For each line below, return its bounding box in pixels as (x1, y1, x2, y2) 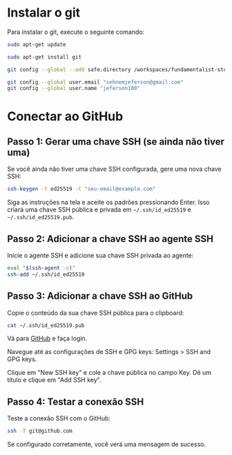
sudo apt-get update (7, 41, 67, 48)
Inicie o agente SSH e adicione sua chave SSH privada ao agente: (7, 251, 194, 259)
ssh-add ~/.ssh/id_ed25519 (7, 271, 85, 278)
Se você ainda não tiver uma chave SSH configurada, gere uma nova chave (7, 165, 222, 174)
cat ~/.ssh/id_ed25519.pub (7, 322, 85, 329)
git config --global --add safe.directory (7, 66, 131, 73)
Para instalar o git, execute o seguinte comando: (7, 28, 145, 36)
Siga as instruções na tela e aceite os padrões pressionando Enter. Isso (7, 198, 210, 207)
